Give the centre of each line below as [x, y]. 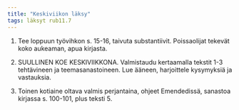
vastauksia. [34, 77]
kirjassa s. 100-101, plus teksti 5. [65, 98]
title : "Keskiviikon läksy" [49, 14]
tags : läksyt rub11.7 [40, 21]
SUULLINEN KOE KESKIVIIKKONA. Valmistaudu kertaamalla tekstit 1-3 [120, 62]
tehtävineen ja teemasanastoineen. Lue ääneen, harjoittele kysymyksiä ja [125, 70]
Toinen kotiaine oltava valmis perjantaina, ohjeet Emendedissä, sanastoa [124, 91]
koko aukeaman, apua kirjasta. [62, 48]
